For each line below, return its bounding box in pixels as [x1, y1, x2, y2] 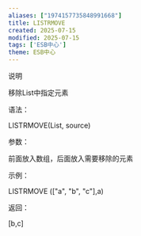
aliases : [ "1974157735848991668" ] [8, 11, 123, 20]
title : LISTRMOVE [8, 19, 66, 27]
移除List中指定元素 [8, 88, 69, 97]
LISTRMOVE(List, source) [8, 120, 91, 130]
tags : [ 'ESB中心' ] [8, 41, 67, 49]
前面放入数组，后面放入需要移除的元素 [8, 154, 133, 163]
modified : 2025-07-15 [8, 33, 80, 42]
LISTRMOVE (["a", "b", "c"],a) [8, 187, 105, 196]
